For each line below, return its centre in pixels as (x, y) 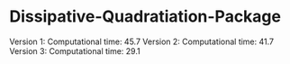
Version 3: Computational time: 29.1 (75, 50)
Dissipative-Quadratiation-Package (145, 17)
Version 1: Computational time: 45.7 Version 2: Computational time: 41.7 (142, 41)
